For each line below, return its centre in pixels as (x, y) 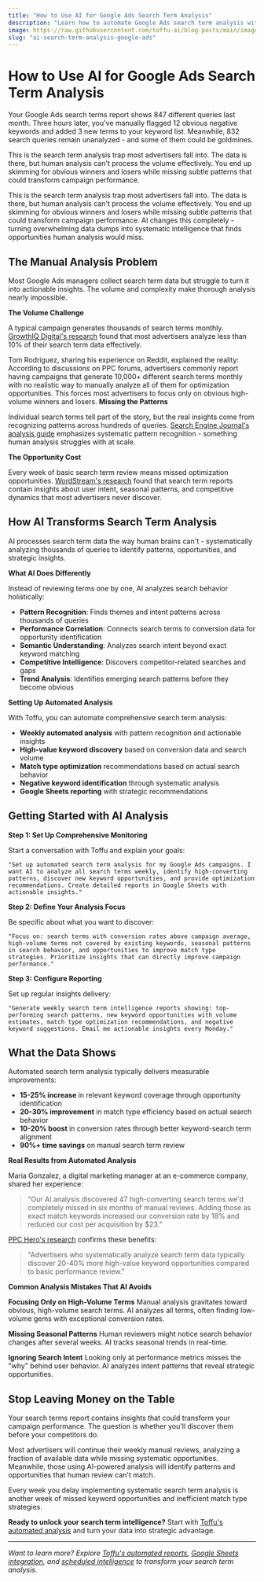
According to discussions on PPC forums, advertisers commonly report (123, 368)
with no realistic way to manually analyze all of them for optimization (119, 385)
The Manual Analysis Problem (83, 261)
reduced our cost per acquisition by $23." (95, 1224)
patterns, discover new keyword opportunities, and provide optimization (132, 878)
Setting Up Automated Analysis (60, 702)
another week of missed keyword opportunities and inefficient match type (128, 1499)
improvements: (32, 1080)
